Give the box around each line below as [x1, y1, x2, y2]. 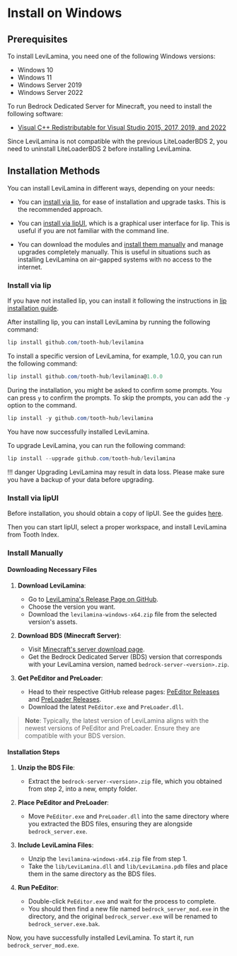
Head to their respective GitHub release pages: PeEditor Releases [28, 687, 220, 696]
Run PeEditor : [17, 884, 59, 892]
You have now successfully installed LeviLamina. [7, 427, 150, 436]
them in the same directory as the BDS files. [28, 870, 157, 878]
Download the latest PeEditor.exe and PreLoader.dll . [28, 703, 184, 712]
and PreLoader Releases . [28, 695, 102, 704]
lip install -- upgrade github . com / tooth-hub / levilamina [7, 455, 175, 462]
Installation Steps [7, 748, 60, 756]
